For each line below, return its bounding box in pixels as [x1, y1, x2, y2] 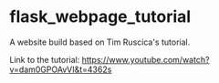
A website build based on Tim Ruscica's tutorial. [9, 36, 191, 47]
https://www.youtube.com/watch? [81, 54, 210, 65]
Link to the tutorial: [9, 54, 80, 65]
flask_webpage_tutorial [9, 6, 192, 27]
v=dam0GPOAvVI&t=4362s [9, 64, 112, 75]
